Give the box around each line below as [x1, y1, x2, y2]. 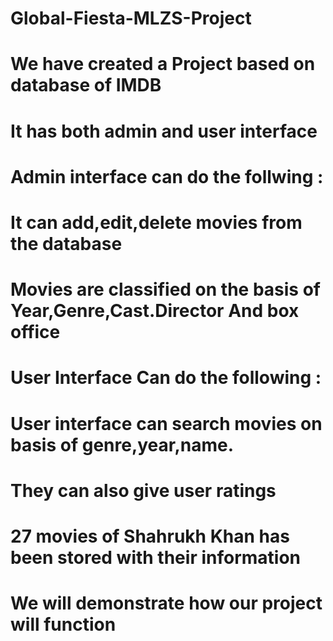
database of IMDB [10, 74, 162, 97]
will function [10, 613, 117, 636]
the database [10, 232, 123, 255]
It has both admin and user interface [10, 120, 318, 142]
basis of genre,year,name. [10, 433, 235, 456]
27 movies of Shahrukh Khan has [10, 525, 290, 547]
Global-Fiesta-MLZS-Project [10, 7, 252, 30]
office [10, 321, 61, 344]
